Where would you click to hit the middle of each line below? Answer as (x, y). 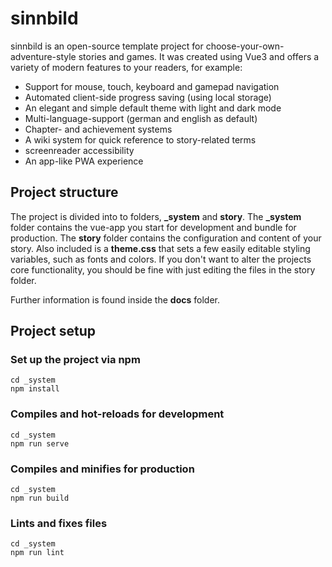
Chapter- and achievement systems (98, 129)
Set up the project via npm (75, 360)
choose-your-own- (245, 46)
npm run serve (40, 443)
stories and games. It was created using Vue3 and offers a (199, 56)
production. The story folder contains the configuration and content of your (166, 238)
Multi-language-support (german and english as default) (141, 118)
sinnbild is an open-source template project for (107, 46)
